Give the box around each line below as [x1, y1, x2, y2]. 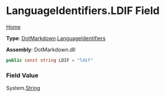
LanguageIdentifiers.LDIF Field [6, 4, 160, 18]
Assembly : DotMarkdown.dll [6, 46, 76, 53]
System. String [6, 85, 41, 92]
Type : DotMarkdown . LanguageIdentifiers [6, 34, 106, 41]
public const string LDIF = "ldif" [6, 57, 93, 63]
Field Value [6, 71, 39, 79]
